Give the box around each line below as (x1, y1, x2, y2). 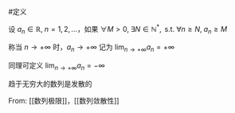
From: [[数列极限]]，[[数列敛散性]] (8, 96, 119, 106)
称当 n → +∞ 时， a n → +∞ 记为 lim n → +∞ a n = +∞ (8, 42, 175, 54)
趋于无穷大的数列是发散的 (8, 79, 92, 89)
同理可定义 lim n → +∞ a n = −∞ (8, 60, 105, 72)
